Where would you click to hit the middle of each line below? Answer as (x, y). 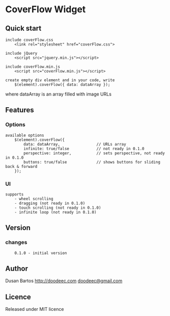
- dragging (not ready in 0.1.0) (50, 203)
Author (17, 269)
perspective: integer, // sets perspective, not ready (94, 153)
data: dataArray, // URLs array (75, 144)
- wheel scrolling (34, 199)
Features (20, 110)
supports (15, 194)
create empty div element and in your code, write (60, 80)
